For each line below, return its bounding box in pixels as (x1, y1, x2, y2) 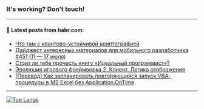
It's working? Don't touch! (6, 5, 85, 13)
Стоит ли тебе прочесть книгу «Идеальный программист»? (15, 59, 170, 67)
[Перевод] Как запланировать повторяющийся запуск (15, 72, 157, 79)
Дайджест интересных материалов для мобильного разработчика (15, 46, 189, 53)
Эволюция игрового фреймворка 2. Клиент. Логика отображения (15, 65, 185, 73)
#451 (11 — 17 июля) (15, 53, 66, 60)
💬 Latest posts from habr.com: (6, 26, 84, 33)
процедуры (15, 78, 45, 86)
